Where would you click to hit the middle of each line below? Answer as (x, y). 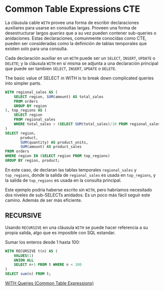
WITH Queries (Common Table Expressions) (50, 283)
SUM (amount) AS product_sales (51, 147)
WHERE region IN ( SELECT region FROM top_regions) (58, 156)
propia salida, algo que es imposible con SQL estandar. (60, 232)
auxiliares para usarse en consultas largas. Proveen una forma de (71, 27)
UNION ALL (24, 260)
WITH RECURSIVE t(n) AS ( (31, 251)
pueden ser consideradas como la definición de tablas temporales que (76, 43)
